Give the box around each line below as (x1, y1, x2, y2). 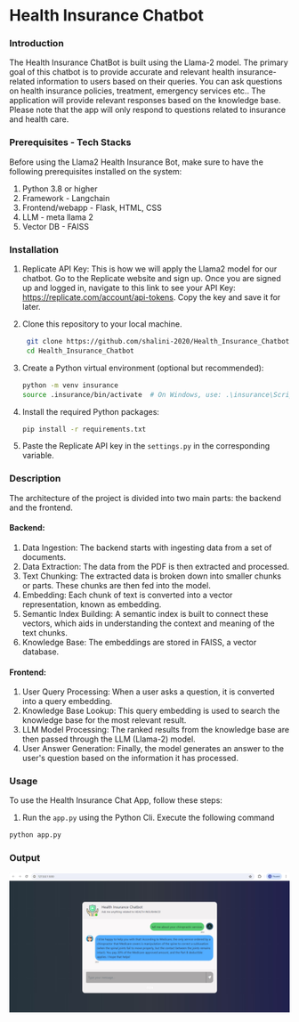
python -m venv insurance (21, 380, 118, 390)
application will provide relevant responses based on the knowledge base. (9, 95, 281, 106)
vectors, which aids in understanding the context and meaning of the (21, 618, 275, 629)
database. (21, 646, 60, 657)
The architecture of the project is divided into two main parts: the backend (9, 492, 282, 503)
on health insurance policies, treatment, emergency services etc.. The (9, 85, 266, 96)
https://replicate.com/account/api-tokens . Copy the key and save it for (21, 292, 281, 303)
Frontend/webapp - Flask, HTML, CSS (21, 202, 162, 213)
